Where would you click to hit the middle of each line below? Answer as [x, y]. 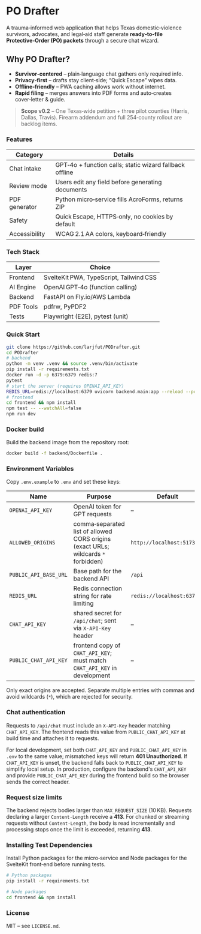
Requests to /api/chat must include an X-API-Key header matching [88, 725]
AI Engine [23, 288]
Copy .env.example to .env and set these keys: [63, 482]
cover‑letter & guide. [40, 99]
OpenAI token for [97, 507]
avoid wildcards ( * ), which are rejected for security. [69, 697]
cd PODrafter [22, 352]
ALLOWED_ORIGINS [32, 543]
